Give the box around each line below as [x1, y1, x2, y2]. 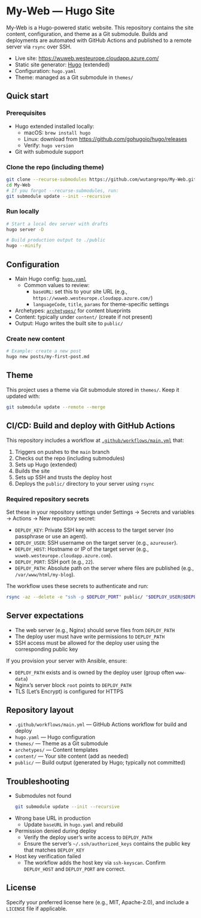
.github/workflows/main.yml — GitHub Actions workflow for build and [14, 721, 187, 728]
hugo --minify [6, 243, 42, 249]
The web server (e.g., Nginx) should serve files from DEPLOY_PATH [14, 626, 175, 633]
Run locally [6, 208, 39, 216]
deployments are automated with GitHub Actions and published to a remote [6, 36, 192, 44]
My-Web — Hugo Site [6, 4, 115, 18]
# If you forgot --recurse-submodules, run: [6, 187, 119, 194]
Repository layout [6, 704, 74, 715]
